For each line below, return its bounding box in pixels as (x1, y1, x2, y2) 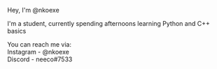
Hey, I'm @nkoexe (7, 6, 59, 14)
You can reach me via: (7, 40, 72, 48)
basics (7, 27, 27, 35)
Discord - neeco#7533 (7, 55, 73, 63)
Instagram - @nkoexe (7, 48, 70, 56)
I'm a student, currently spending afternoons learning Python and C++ (7, 20, 210, 27)
